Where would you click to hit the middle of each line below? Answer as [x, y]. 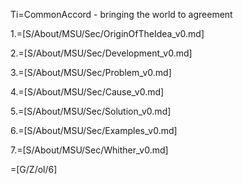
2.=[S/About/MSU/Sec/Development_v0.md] [101, 53]
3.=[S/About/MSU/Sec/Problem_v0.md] [91, 72]
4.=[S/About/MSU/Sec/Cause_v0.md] [87, 92]
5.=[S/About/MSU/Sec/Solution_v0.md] [91, 111]
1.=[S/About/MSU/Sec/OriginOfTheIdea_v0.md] [107, 33]
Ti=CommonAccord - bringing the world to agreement [121, 14]
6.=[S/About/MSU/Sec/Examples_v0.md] [94, 130]
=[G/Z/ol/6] [34, 169]
